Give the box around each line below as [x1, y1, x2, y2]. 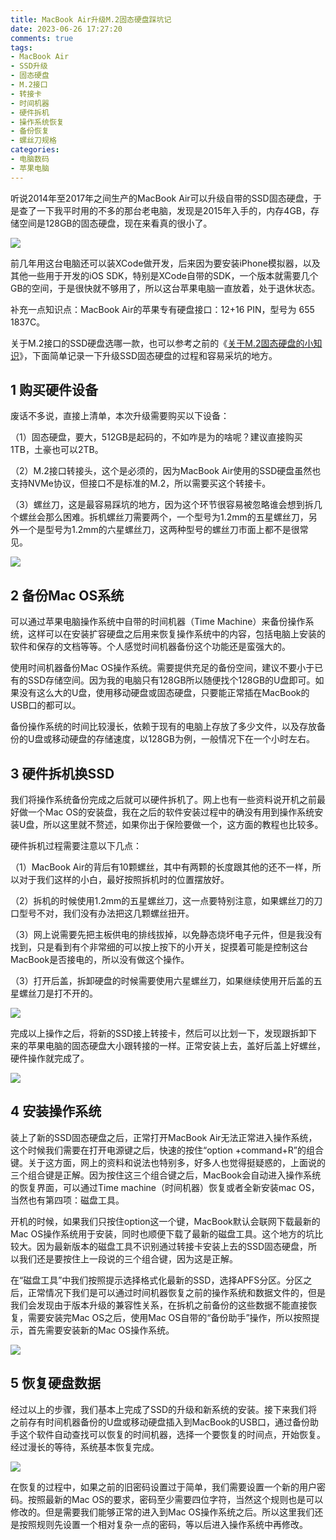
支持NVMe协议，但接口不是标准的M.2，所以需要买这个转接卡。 [10, 477, 272, 490]
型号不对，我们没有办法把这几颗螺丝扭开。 [18, 907, 195, 920]
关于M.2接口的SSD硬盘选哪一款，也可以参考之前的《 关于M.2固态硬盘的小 [10, 337, 314, 349]
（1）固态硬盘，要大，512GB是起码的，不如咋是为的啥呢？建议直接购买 [10, 431, 303, 443]
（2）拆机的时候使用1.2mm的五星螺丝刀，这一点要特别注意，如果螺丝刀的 [10, 895, 315, 907]
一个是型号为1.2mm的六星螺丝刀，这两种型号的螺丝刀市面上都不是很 [18, 524, 300, 536]
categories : [10, 145, 60, 155]
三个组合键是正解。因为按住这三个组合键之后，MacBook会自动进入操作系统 [10, 1169, 322, 1181]
